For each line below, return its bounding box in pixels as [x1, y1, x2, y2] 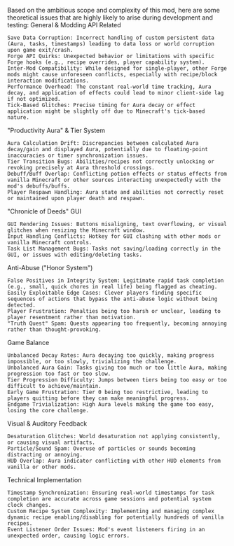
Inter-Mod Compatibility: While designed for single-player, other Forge [7, 65, 228, 72]
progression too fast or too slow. [7, 370, 111, 377]
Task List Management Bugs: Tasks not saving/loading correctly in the [7, 245, 221, 252]
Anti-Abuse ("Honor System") [7, 264, 93, 272]
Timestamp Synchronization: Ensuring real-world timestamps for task [7, 489, 215, 496]
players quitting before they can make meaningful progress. [7, 395, 190, 402]
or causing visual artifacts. [7, 439, 96, 446]
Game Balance [7, 339, 50, 346]
